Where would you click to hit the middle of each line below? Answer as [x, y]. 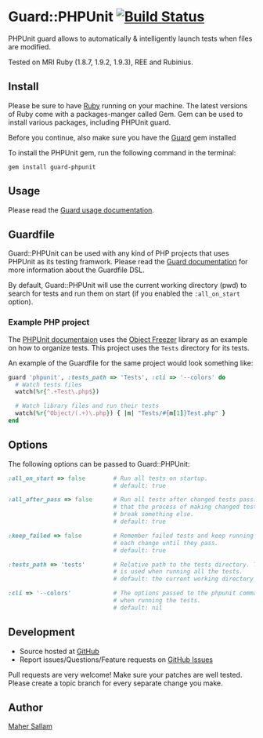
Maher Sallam [30, 726]
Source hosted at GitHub [59, 651]
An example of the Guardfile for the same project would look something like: [131, 363]
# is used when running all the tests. [178, 572]
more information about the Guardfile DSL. [76, 270]
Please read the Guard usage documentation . [81, 210]
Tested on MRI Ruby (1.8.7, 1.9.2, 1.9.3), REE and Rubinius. [101, 62]
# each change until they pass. [166, 543]
